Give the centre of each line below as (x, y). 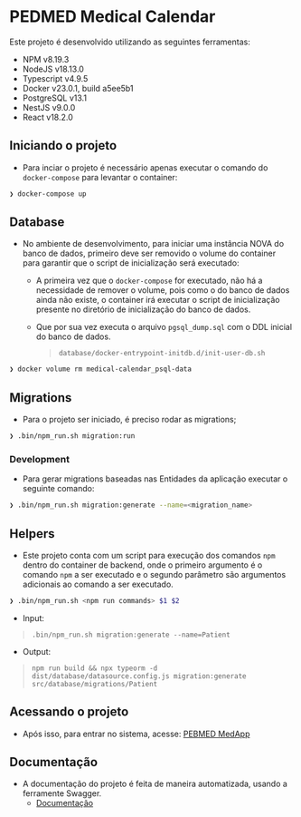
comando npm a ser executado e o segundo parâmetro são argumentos (154, 574)
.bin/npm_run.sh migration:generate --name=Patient (131, 635)
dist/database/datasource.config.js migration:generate (139, 676)
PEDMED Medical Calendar (113, 17)
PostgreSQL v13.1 (55, 98)
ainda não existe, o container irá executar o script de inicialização (158, 300)
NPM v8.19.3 (46, 59)
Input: (33, 618)
